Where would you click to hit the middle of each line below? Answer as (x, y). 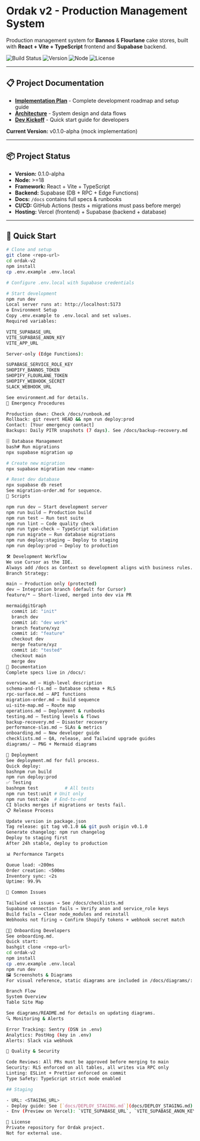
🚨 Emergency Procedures (36, 403)
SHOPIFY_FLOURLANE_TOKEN (37, 376)
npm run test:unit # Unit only (45, 794)
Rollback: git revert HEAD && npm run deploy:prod (70, 420)
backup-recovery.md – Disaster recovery (57, 722)
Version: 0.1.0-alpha (40, 174)
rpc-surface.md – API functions (46, 694)
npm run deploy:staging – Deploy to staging (62, 540)
